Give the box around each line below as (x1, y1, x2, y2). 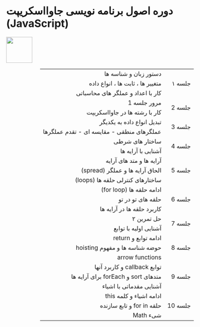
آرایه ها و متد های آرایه (105, 156, 162, 165)
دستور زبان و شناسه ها (104, 70, 162, 78)
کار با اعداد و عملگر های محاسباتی (76, 89, 162, 97)
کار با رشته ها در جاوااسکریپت (86, 108, 162, 117)
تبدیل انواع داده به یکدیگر (99, 118, 162, 126)
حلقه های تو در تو (118, 195, 162, 203)
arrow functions (117, 253, 162, 261)
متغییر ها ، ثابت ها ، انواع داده (89, 79, 162, 87)
